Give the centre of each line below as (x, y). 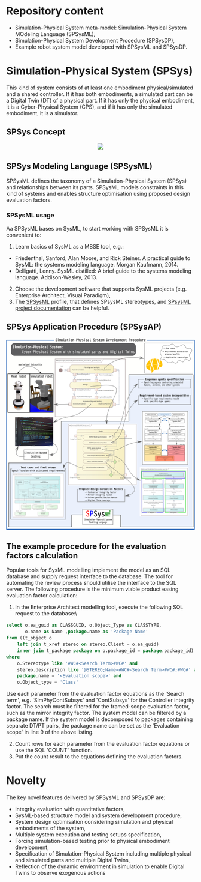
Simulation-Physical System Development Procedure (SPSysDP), (95, 40)
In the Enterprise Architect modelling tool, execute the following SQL (99, 607)
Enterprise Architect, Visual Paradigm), (63, 295)
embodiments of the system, (50, 828)
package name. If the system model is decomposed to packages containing (100, 719)
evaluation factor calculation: (42, 596)
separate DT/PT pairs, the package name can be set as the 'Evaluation (93, 726)
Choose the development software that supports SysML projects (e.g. (101, 289)
